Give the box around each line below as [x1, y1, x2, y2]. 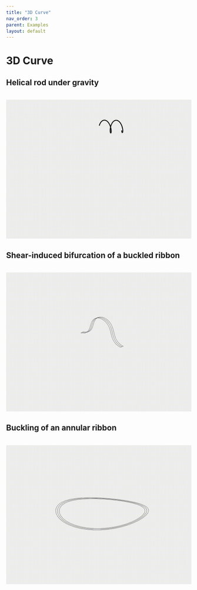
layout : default [6, 28, 46, 34]
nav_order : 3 [6, 15, 38, 22]
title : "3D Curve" [6, 9, 51, 15]
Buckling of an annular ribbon [6, 423, 117, 433]
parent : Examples [6, 22, 49, 28]
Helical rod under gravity [6, 77, 99, 88]
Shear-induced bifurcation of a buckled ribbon [6, 250, 181, 260]
